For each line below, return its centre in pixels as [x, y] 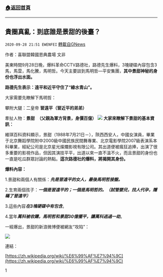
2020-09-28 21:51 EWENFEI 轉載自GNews [45, 44]
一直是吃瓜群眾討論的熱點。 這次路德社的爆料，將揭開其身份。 [67, 159]
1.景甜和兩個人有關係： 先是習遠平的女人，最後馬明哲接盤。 [64, 179]
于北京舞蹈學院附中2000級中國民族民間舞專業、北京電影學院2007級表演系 [79, 141]
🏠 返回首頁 [18, 7]
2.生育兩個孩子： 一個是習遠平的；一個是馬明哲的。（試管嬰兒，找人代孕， [79, 190]
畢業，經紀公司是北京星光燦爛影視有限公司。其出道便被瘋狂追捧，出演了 [81, 147]
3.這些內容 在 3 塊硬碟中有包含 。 [36, 206]
